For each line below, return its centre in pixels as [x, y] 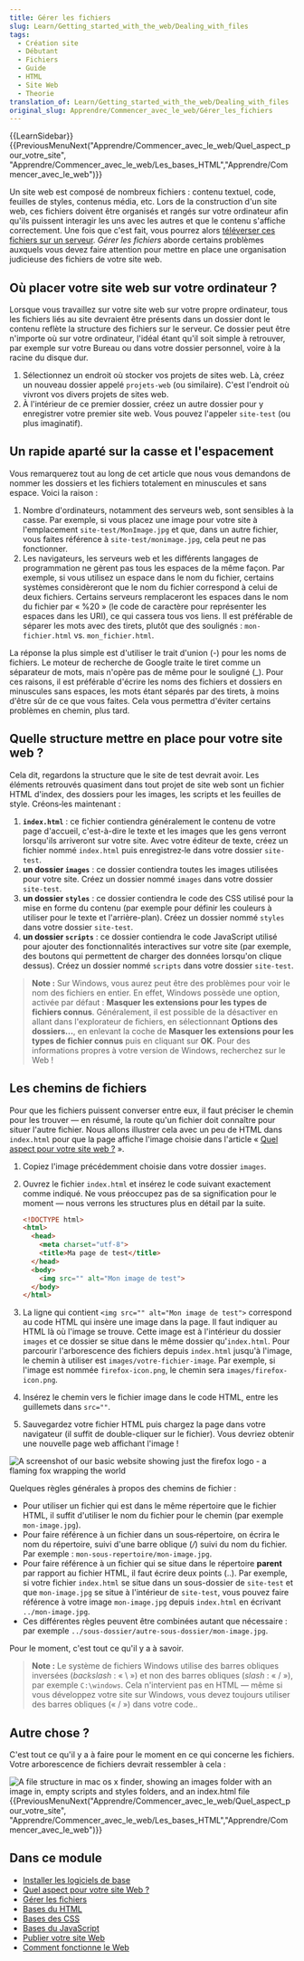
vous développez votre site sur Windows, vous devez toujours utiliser [161, 1695]
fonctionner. [45, 548]
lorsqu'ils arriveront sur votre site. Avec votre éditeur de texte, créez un [155, 840]
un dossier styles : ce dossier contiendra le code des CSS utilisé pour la [158, 898]
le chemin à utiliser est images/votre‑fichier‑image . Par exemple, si [149, 1361]
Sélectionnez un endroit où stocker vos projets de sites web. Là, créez [153, 376]
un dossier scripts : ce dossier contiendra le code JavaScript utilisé [150, 937]
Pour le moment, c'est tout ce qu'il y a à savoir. [96, 1649]
